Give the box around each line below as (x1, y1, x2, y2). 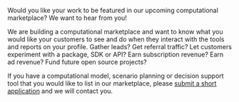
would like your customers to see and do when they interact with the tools (7, 35, 225, 44)
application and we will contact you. (7, 87, 113, 95)
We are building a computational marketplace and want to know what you (7, 28, 223, 36)
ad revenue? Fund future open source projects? (7, 58, 148, 66)
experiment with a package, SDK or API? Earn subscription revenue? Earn (7, 50, 224, 58)
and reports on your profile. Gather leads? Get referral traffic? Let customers (7, 43, 232, 51)
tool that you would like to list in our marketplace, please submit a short (7, 79, 217, 88)
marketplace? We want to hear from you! (7, 14, 127, 22)
